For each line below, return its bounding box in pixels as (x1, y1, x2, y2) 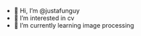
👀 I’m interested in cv (13, 14, 75, 22)
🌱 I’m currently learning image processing (13, 21, 135, 29)
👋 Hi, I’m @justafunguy (13, 7, 80, 15)
